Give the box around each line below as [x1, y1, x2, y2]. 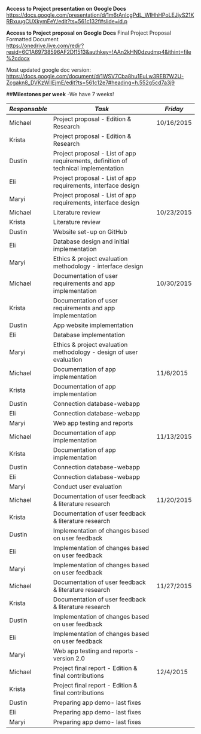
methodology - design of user [53, 348, 138, 356]
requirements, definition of [53, 157, 127, 165]
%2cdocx [6, 55, 30, 62]
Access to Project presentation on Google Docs [6, 5, 127, 12]
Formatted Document [6, 36, 59, 42]
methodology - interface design [53, 262, 144, 270]
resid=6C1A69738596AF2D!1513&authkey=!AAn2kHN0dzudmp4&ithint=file [6, 48, 191, 56]
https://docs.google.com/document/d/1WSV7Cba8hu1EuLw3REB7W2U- [6, 73, 184, 79]
